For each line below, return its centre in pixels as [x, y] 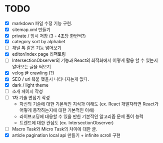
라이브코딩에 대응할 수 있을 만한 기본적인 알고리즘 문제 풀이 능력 [81, 116]
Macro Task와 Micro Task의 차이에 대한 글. [54, 129]
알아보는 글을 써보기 [31, 67]
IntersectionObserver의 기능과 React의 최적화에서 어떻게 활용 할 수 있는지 [85, 60]
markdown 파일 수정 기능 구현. [42, 23]
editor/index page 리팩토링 [39, 54]
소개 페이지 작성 [27, 91]
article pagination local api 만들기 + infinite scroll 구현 [66, 135]
